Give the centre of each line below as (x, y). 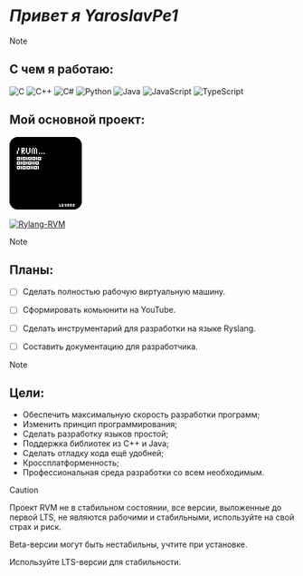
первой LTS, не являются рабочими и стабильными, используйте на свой (152, 517)
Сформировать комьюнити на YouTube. (99, 310)
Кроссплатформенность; (71, 463)
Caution (24, 490)
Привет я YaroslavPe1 (94, 16)
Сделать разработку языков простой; (95, 434)
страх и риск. (35, 527)
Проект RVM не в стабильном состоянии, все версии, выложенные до (146, 508)
